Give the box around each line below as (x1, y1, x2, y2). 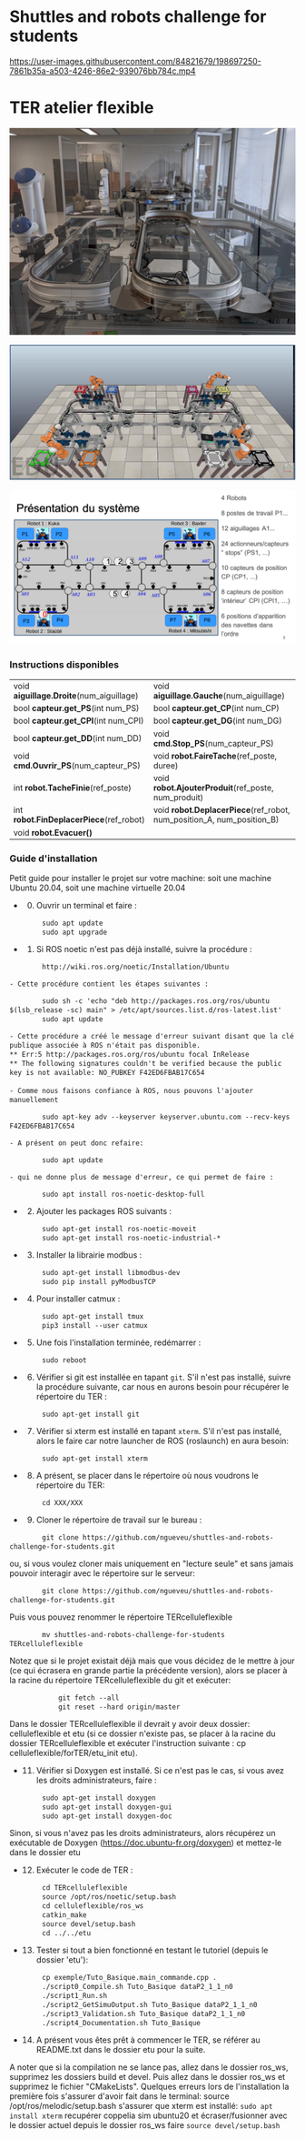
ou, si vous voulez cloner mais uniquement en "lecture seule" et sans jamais (9, 1558, 294, 1570)
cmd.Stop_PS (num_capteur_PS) (152, 738, 274, 748)
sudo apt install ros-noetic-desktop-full (42, 1190, 205, 1200)
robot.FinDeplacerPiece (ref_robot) (13, 814, 145, 825)
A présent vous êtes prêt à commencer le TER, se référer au (35, 2034, 261, 2045)
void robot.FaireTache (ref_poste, (152, 750, 278, 761)
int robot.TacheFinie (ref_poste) (13, 782, 132, 793)
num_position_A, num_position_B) (152, 814, 280, 825)
